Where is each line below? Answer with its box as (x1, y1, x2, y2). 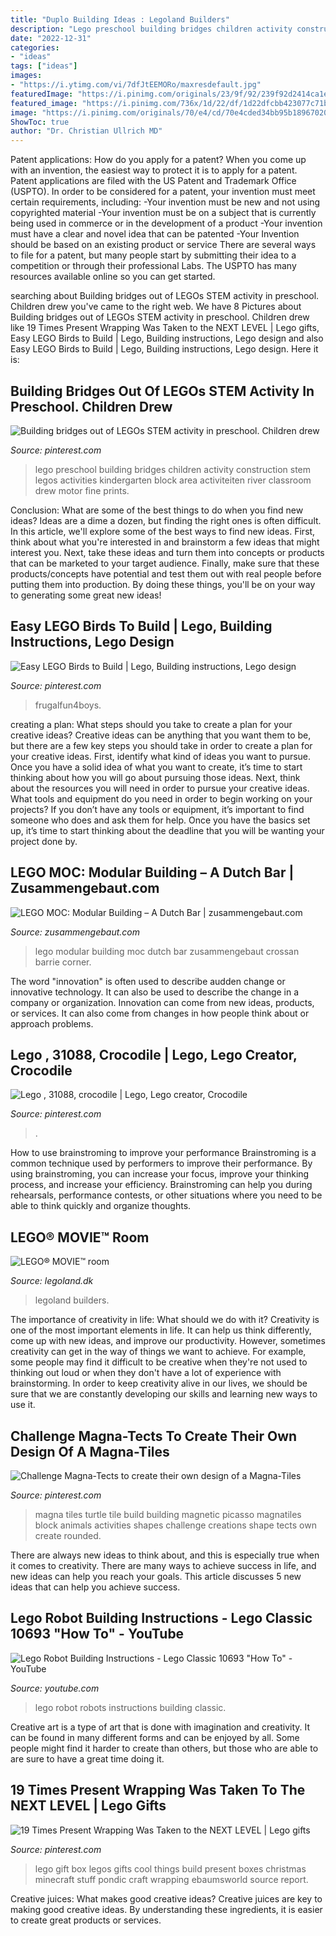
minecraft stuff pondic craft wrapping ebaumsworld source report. (34, 1873, 309, 1885)
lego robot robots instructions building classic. (34, 1701, 227, 1713)
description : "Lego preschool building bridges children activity (10, 24, 293, 34)
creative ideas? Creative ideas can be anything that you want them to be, (10, 729, 312, 741)
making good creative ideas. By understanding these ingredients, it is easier (10, 1903, 323, 1915)
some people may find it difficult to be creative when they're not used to (10, 1356, 308, 1368)
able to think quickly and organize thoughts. (10, 1200, 192, 1212)
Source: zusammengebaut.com (10, 926, 140, 938)
